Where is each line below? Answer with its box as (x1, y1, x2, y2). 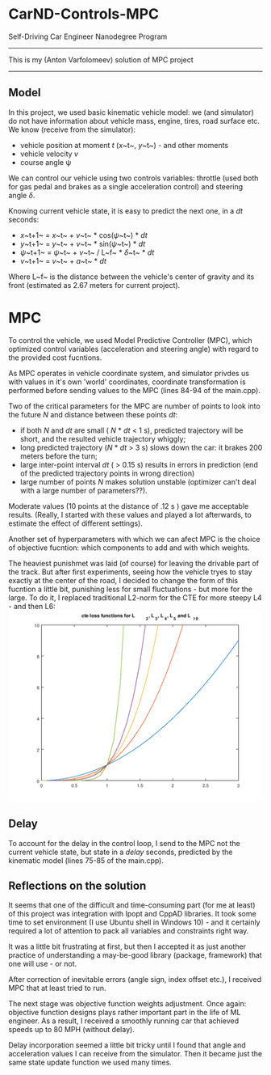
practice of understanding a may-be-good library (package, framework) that (8, 950, 262, 960)
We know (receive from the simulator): (8, 125, 135, 134)
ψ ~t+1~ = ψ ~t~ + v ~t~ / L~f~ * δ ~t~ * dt (19, 248, 155, 257)
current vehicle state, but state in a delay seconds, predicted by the (8, 847, 233, 857)
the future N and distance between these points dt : (8, 409, 178, 419)
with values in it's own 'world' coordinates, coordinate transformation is (8, 377, 246, 387)
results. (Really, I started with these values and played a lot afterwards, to (8, 510, 252, 519)
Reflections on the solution (8, 878, 147, 892)
